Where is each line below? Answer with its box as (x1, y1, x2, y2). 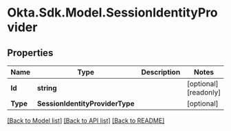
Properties (7, 47, 54, 59)
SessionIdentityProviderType (36, 99, 135, 108)
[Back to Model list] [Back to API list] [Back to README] (7, 117, 165, 125)
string (36, 83, 57, 92)
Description (140, 68, 181, 77)
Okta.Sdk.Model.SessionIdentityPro (7, 5, 218, 21)
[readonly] (186, 88, 221, 97)
